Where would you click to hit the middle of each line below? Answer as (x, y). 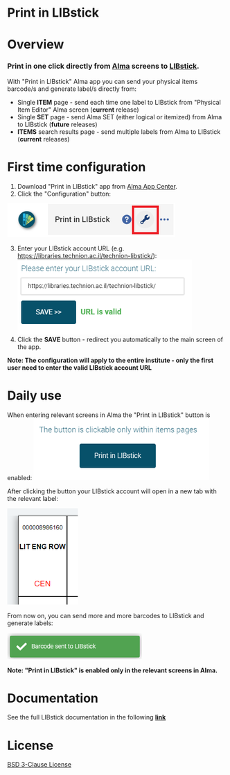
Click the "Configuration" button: (64, 194)
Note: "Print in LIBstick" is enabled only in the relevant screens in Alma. (113, 670)
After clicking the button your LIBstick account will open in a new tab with (112, 491)
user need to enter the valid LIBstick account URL (80, 367)
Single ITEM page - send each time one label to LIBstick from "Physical (119, 102)
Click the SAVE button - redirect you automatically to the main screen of (120, 339)
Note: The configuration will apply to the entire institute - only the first (110, 360)
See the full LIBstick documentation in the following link (87, 717)
